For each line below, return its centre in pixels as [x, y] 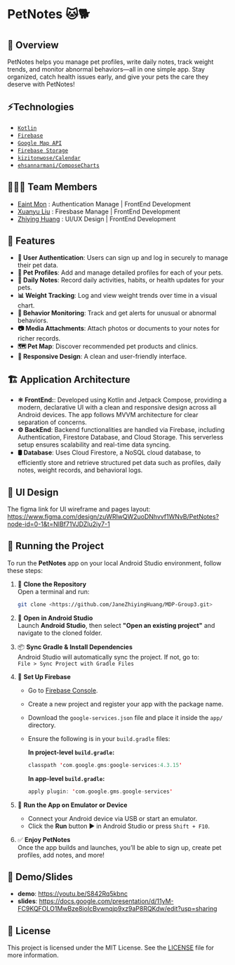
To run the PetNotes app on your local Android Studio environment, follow [114, 563]
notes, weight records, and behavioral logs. [80, 470]
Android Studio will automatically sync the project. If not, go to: [108, 657]
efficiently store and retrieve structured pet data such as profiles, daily [119, 463]
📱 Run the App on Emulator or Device [72, 805]
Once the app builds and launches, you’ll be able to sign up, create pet [120, 847]
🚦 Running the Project [55, 546]
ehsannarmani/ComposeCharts [58, 165]
